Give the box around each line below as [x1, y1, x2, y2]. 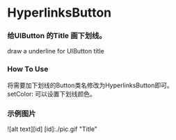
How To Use [7, 64, 49, 74]
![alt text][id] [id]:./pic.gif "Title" [7, 125, 97, 133]
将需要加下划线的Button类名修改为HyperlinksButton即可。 [7, 81, 173, 89]
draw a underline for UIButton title [7, 47, 104, 55]
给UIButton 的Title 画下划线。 [7, 31, 106, 41]
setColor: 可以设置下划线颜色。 [7, 89, 96, 98]
